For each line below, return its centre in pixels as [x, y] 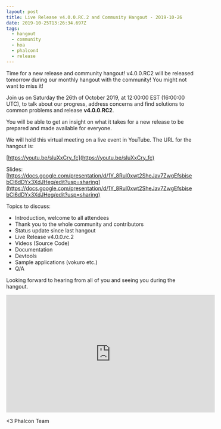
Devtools [26, 256]
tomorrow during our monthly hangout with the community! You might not [97, 79]
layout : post [22, 12]
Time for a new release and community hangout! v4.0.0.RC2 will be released [100, 73]
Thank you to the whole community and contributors [79, 224]
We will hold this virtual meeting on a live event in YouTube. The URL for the [99, 140]
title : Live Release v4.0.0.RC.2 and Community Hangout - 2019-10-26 [94, 17]
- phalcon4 [25, 51]
